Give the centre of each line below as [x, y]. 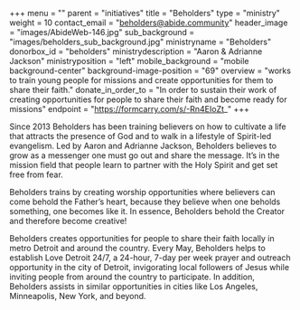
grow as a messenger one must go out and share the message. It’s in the [145, 155]
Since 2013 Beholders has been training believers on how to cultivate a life [148, 127]
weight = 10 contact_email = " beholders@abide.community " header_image [149, 23]
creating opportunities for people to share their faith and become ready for [148, 99]
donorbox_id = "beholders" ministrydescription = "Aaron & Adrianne [136, 52]
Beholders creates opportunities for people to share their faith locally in [142, 238]
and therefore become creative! [68, 221]
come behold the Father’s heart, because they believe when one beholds [145, 202]
